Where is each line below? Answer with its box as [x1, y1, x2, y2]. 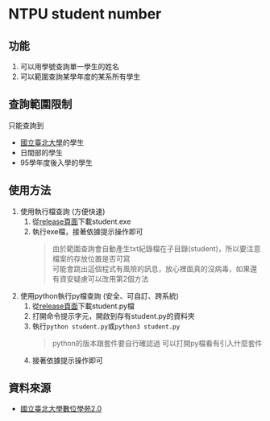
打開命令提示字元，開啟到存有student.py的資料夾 [31, 311, 195, 320]
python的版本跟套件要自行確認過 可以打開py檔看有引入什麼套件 [52, 338, 263, 348]
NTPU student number [8, 5, 162, 23]
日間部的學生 [19, 147, 63, 157]
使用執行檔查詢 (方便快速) [19, 206, 106, 216]
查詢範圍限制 [8, 97, 73, 111]
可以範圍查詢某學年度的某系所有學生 [19, 72, 141, 81]
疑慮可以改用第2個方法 [73, 274, 149, 283]
